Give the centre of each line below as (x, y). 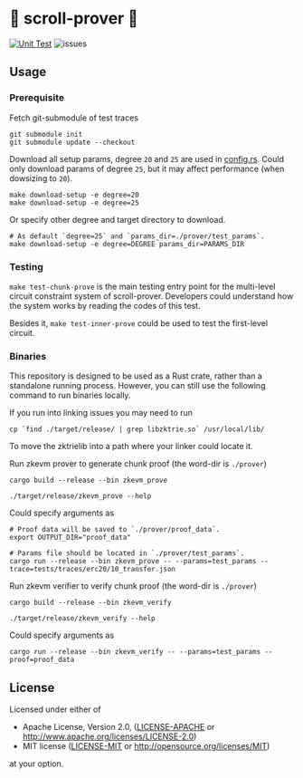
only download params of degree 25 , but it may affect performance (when (147, 168)
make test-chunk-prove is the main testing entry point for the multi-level (142, 286)
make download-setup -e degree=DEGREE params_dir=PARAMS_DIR (127, 244)
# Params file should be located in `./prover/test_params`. (127, 553)
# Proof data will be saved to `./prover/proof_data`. (115, 530)
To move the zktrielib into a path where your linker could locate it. (131, 447)
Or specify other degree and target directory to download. (118, 219)
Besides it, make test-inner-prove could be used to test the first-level (139, 323)
